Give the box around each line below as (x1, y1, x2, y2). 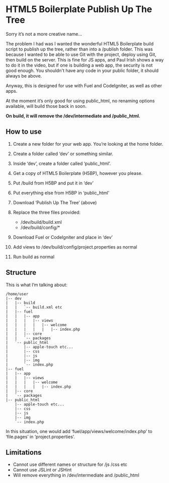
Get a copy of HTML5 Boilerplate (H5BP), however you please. (13, 170, 143, 176)
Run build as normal (13, 254, 55, 260)
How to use (6, 128, 42, 136)
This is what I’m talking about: (6, 281, 67, 288)
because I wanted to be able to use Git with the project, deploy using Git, (6, 51, 156, 57)
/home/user (6, 291, 29, 296)
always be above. (6, 73, 42, 79)
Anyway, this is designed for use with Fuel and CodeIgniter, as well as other (6, 82, 162, 89)
